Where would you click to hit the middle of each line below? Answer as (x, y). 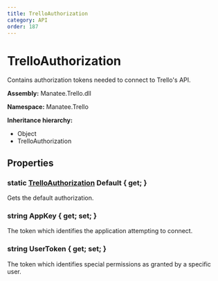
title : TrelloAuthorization (48, 14)
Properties (30, 163)
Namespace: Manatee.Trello (48, 107)
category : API (28, 20)
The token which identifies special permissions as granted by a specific (109, 264)
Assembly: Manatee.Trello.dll (49, 94)
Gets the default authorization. (51, 198)
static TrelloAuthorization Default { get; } (77, 182)
